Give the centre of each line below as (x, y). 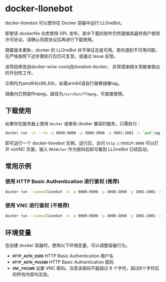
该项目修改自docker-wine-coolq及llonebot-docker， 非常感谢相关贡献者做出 (83, 67)
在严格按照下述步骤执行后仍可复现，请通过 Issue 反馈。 (62, 56)
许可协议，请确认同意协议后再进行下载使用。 (51, 39)
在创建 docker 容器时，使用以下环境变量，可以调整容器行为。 (67, 246)
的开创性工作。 (20, 72)
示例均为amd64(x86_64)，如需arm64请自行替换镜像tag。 (64, 83)
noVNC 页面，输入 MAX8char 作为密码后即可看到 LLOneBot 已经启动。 (81, 149)
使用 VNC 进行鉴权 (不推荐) (37, 206)
